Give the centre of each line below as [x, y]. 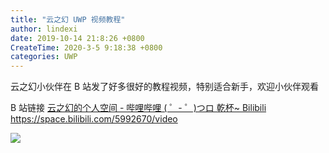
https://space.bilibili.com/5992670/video [94, 119]
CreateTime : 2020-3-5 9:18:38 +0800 [86, 47]
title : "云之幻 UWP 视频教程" [68, 19]
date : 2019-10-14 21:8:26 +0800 [77, 38]
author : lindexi [44, 29]
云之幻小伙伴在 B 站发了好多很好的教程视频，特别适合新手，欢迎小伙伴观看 [165, 87]
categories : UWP [44, 57]
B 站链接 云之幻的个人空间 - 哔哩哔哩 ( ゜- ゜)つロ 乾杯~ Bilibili [138, 108]
